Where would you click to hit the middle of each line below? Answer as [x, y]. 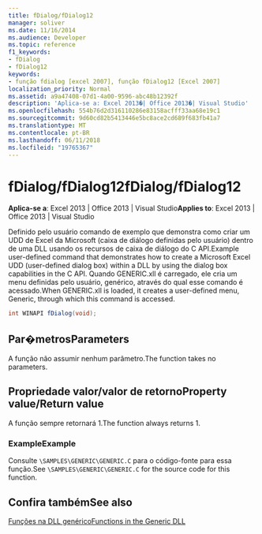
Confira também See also [70, 502]
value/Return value [56, 404]
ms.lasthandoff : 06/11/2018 [54, 140]
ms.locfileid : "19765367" [51, 148]
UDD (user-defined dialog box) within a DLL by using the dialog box [118, 266]
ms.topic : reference [42, 45]
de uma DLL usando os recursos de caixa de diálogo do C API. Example [124, 248]
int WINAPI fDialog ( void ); [52, 314]
